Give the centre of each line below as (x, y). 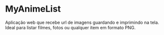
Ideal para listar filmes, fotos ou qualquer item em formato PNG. (70, 27)
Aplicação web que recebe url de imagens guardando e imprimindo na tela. (82, 22)
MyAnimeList (33, 9)
